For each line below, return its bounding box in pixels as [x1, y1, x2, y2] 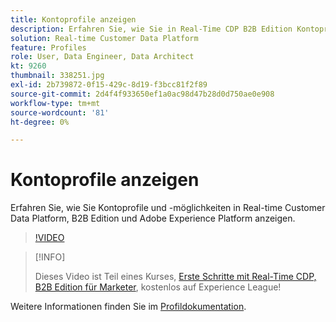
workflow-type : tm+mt [10, 98, 101, 108]
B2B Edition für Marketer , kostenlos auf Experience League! [34, 281, 282, 293]
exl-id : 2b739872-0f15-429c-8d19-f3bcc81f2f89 [10, 80, 208, 90]
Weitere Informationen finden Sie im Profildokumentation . [10, 301, 247, 313]
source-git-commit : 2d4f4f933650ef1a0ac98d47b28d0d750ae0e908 [10, 89, 275, 99]
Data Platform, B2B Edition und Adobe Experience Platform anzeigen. [10, 212, 296, 225]
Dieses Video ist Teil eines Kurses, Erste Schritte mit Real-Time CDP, [34, 271, 317, 283]
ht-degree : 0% [10, 117, 70, 127]
